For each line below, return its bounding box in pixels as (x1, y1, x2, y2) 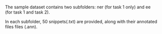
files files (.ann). (5, 24, 38, 30)
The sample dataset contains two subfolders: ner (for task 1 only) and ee (5, 4, 151, 10)
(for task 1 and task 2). (5, 9, 50, 15)
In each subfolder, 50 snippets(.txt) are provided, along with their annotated (5, 19, 158, 24)
